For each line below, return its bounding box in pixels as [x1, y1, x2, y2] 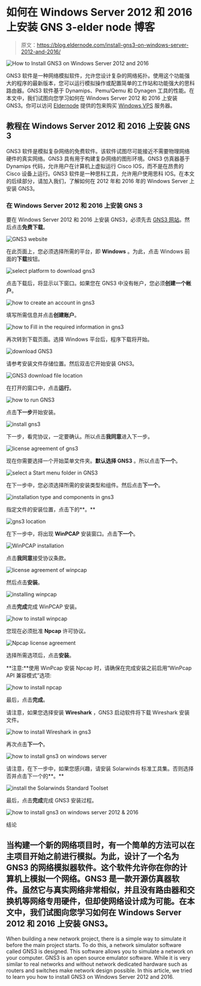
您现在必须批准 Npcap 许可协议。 [6, 628, 89, 635]
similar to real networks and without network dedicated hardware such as [6, 960, 188, 967]
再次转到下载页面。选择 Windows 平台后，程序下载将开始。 [6, 336, 153, 343]
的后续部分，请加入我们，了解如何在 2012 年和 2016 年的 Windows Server [6, 177, 188, 184]
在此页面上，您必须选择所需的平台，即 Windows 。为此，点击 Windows [6, 248, 184, 255]
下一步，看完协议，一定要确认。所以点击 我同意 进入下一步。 [6, 433, 153, 440]
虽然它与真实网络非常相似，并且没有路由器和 [22, 885, 187, 895]
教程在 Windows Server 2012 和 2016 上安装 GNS [6, 121, 190, 132]
